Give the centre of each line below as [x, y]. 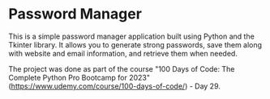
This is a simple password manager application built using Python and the [132, 36]
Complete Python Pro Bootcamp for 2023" [79, 77]
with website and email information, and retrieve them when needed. [123, 53]
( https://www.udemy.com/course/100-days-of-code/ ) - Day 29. [115, 86]
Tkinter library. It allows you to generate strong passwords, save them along [135, 44]
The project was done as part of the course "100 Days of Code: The [122, 68]
